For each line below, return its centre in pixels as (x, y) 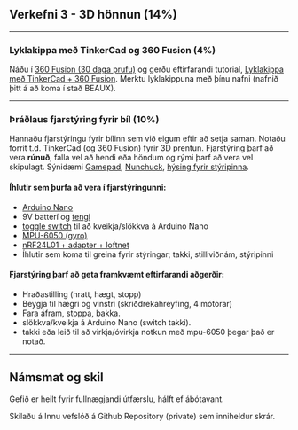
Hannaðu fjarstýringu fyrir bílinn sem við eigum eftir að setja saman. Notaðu (147, 139)
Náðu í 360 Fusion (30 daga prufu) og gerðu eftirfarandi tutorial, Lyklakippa (146, 69)
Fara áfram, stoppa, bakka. (71, 313)
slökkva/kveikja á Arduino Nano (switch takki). (106, 322)
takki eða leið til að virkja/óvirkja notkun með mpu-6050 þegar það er (148, 332)
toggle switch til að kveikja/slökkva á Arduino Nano (115, 226)
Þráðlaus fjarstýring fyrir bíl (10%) (84, 120)
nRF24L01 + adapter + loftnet (76, 245)
